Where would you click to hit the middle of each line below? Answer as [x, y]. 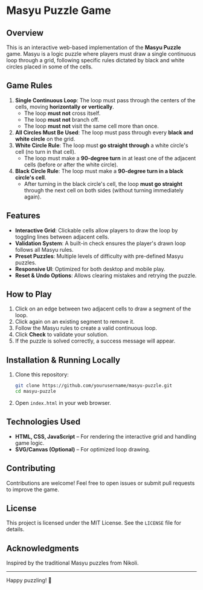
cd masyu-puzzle [35, 392]
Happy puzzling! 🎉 [29, 580]
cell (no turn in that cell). [45, 151]
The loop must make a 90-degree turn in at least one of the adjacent [110, 158]
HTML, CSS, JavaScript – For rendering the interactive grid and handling [105, 436]
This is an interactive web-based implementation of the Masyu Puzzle [94, 47]
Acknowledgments [43, 548]
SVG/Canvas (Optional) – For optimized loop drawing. [82, 449]
